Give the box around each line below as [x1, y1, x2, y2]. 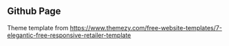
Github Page [7, 5, 61, 17]
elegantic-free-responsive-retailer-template [7, 31, 131, 39]
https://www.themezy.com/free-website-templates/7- [69, 23, 222, 32]
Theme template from [7, 23, 69, 32]
